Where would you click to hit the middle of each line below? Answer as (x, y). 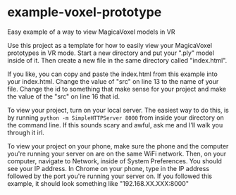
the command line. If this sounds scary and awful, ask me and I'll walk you (115, 125)
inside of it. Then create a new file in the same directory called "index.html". (117, 60)
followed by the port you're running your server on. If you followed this (110, 176)
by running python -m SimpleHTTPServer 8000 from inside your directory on (116, 118)
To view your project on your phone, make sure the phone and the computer (118, 146)
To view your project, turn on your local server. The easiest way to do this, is (118, 110)
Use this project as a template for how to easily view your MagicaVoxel (110, 45)
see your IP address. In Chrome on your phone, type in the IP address (108, 168)
